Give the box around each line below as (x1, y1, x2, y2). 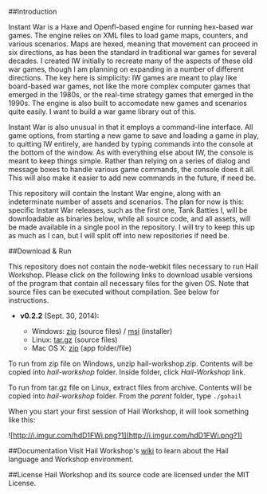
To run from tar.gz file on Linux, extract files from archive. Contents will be (8, 382, 253, 392)
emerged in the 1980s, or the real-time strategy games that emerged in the (8, 90, 253, 99)
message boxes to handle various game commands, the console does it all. (8, 165, 255, 174)
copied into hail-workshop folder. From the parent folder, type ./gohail (8, 391, 242, 401)
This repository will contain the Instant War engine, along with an (8, 189, 222, 198)
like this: (8, 415, 36, 425)
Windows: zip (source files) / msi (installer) (31, 327, 173, 335)
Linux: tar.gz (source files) (31, 335, 118, 344)
